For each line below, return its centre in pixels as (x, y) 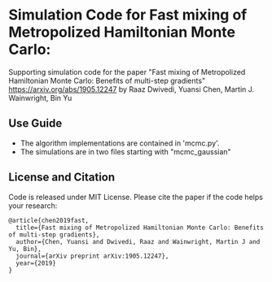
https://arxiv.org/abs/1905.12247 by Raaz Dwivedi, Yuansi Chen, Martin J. (132, 89)
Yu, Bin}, (25, 249)
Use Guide (35, 124)
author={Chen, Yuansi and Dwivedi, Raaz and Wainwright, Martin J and (138, 241)
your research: (33, 206)
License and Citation (62, 178)
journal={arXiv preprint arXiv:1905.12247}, (92, 256)
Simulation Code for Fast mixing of (128, 15)
